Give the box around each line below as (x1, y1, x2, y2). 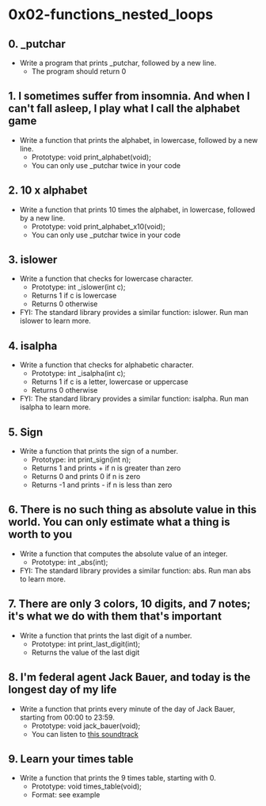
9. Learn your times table (8, 752, 134, 766)
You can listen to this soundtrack (31, 729, 139, 739)
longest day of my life (8, 683, 117, 697)
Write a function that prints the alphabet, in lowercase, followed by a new (19, 135, 258, 144)
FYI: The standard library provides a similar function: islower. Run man (19, 308, 249, 317)
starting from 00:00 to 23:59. (19, 712, 115, 722)
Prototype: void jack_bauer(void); (31, 720, 141, 731)
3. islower (8, 253, 58, 267)
